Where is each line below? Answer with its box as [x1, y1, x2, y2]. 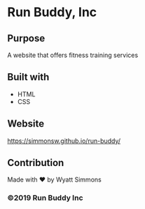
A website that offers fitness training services [7, 51, 139, 59]
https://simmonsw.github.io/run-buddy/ [7, 137, 121, 145]
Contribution [7, 157, 64, 169]
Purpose [7, 32, 46, 44]
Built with [7, 71, 50, 83]
